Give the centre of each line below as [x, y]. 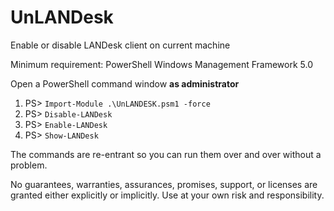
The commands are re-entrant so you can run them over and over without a [166, 154]
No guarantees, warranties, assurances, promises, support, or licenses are [164, 184]
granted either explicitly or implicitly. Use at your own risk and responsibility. [167, 195]
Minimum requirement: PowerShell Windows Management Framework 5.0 [161, 64]
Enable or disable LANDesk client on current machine [120, 45]
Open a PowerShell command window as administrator [125, 83]
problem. [29, 165]
